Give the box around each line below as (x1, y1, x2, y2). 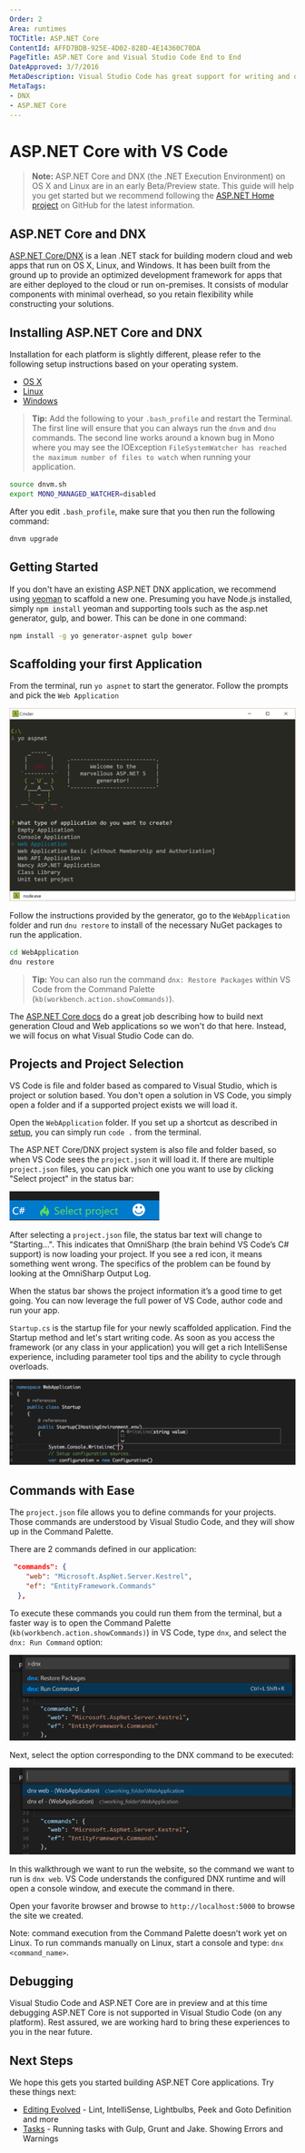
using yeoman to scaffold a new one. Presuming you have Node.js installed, (9, 593, 293, 604)
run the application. (9, 929, 83, 939)
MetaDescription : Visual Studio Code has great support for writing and (9, 73, 290, 82)
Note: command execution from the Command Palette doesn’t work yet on (9, 1928, 288, 1939)
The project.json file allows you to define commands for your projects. (9, 1507, 277, 1518)
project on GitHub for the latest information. (31, 200, 195, 211)
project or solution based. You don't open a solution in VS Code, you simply (9, 1090, 292, 1101)
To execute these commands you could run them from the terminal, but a (9, 1607, 282, 1618)
